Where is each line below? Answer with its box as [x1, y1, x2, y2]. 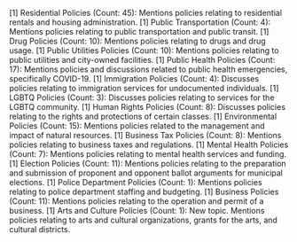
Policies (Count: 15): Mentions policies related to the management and [9, 121, 265, 131]
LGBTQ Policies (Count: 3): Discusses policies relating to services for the [9, 92, 275, 103]
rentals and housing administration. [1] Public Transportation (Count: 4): [9, 17, 271, 27]
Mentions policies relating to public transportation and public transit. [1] [9, 27, 270, 36]
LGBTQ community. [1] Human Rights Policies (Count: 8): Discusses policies [9, 102, 286, 112]
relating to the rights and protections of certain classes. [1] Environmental [9, 111, 277, 121]
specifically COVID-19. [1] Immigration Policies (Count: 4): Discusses [9, 74, 260, 83]
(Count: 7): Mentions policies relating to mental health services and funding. [9, 149, 286, 159]
